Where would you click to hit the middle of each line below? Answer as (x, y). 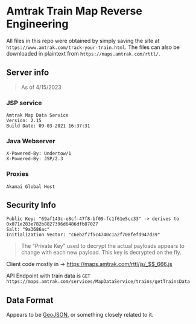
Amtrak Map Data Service (37, 115)
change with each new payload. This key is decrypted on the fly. (101, 253)
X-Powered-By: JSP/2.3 (35, 159)
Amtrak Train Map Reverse (74, 11)
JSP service (24, 103)
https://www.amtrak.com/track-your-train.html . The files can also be (93, 47)
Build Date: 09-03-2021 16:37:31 (48, 126)
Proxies (17, 174)
